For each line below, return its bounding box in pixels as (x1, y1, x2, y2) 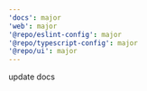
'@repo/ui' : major (8, 47, 78, 56)
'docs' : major (8, 13, 62, 23)
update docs (8, 71, 56, 82)
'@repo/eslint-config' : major (8, 30, 123, 39)
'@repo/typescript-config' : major (8, 38, 139, 48)
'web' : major (8, 22, 58, 31)
